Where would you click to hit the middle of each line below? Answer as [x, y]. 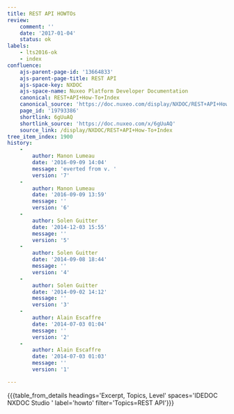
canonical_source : [46, 104]
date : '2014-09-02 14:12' [70, 292]
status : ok [36, 40]
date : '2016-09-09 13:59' [70, 195]
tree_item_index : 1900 [40, 136]
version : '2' [51, 337]
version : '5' [51, 240]
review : [18, 20]
